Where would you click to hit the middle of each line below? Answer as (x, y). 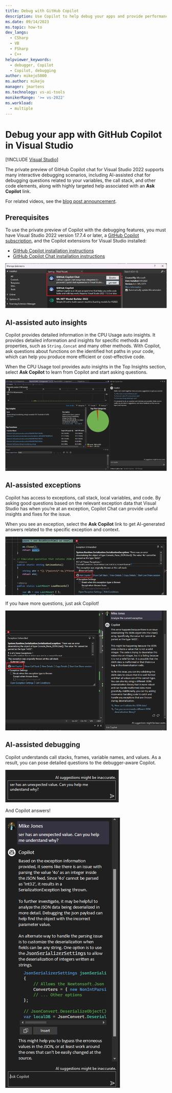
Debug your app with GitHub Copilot (84, 134)
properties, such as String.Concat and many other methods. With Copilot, (83, 346)
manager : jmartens (25, 87)
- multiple (21, 108)
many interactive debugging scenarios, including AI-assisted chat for (78, 175)
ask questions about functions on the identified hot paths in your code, (80, 351)
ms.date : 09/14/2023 (27, 22)
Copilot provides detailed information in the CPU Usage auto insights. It (80, 335)
